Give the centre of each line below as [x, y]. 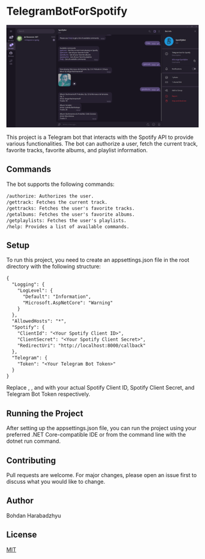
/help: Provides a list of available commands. [68, 227]
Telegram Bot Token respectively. [48, 394]
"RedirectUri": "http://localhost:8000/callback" [82, 346]
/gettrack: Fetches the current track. [57, 202]
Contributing [31, 460]
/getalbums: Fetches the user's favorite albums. [71, 214]
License [22, 535]
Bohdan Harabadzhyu [34, 516]
